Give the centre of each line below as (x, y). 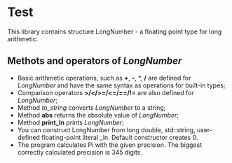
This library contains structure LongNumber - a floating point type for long (115, 31)
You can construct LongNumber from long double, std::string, (106, 129)
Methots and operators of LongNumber (95, 61)
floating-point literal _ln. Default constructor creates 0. (120, 137)
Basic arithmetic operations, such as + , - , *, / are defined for (104, 78)
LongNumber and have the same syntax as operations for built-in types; (121, 85)
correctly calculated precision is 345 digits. (80, 152)
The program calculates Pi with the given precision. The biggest (110, 145)
